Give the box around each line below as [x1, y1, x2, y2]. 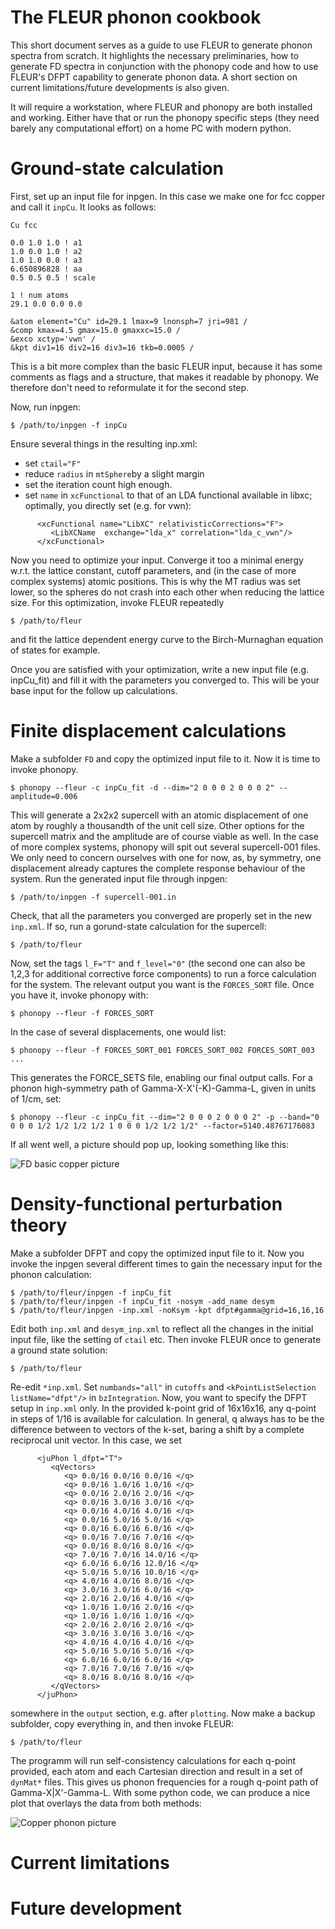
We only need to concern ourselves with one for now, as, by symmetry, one [10, 851, 322, 863]
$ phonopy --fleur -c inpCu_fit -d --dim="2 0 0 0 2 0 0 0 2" [10, 782, 275, 793]
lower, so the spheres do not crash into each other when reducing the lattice [10, 586, 325, 598]
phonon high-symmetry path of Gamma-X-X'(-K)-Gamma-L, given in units [10, 1082, 317, 1094]
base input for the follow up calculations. [10, 684, 178, 696]
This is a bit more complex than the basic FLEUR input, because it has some [10, 360, 323, 372]
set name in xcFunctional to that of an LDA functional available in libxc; [24, 489, 313, 501]
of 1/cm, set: [10, 1092, 62, 1105]
